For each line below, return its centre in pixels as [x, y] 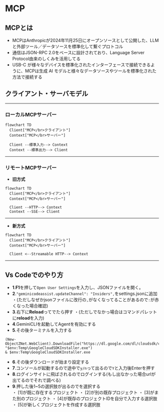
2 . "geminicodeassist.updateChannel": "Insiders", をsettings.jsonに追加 [85, 294]
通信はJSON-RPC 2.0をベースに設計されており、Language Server [78, 52]
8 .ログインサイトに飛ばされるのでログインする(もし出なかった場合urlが [84, 374]
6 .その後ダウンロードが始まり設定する [51, 362]
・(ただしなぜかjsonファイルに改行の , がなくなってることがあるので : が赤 [86, 300]
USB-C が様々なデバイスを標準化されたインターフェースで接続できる [81, 65]
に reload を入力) [28, 318]
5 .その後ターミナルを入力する [42, 330]
